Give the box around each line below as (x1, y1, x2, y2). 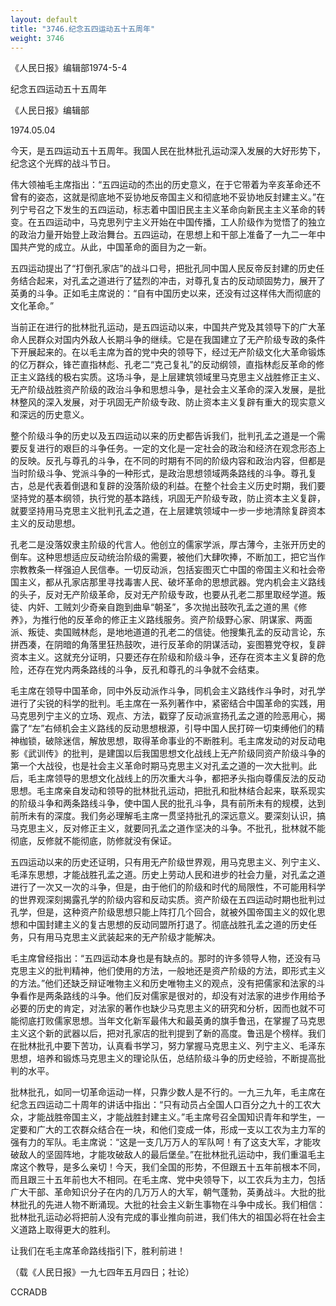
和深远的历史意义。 (10, 409, 90, 421)
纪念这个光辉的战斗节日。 (10, 157, 116, 170)
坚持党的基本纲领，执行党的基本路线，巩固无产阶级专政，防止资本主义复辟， (10, 492, 326, 505)
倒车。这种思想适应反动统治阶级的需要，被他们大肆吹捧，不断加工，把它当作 (10, 551, 326, 563)
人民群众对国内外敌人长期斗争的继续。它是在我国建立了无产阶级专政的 (18, 334, 308, 346)
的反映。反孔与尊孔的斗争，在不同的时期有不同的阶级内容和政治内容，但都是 (10, 455, 326, 467)
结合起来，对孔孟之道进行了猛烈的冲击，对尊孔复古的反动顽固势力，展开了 (18, 275, 326, 287)
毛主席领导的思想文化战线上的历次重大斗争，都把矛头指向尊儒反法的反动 (27, 772, 326, 785)
